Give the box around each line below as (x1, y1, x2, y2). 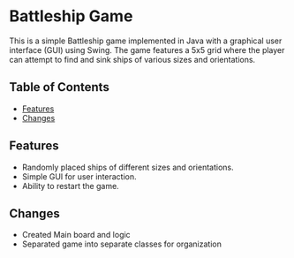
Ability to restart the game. (21, 180, 119, 191)
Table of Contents (9, 80, 110, 95)
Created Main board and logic (21, 230, 131, 240)
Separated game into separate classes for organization (21, 239, 222, 249)
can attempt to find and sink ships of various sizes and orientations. (9, 54, 256, 64)
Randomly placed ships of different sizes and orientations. (21, 162, 234, 172)
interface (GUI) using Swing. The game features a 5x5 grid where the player (9, 44, 285, 55)
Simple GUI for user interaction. (21, 171, 137, 182)
